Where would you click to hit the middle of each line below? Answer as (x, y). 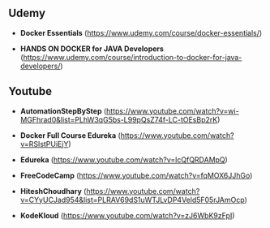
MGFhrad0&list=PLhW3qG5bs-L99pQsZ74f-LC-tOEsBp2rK (119, 119)
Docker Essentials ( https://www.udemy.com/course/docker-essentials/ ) (141, 32)
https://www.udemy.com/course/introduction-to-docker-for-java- (133, 57)
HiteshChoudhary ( (53, 191)
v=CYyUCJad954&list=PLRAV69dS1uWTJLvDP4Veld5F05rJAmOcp (132, 200)
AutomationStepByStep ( (63, 111)
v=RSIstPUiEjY (44, 144)
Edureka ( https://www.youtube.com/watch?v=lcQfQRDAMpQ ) (124, 159)
